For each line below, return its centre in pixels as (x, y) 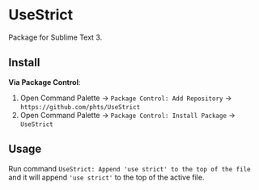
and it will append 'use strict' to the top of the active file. (106, 177)
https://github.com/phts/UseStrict (80, 107)
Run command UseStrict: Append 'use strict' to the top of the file (129, 168)
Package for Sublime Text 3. (55, 37)
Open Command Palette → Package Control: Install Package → (128, 115)
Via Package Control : (45, 82)
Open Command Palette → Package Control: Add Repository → (126, 98)
